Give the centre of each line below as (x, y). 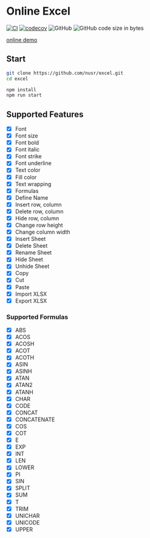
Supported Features (45, 114)
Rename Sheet (33, 253)
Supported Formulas (37, 316)
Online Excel (39, 11)
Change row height (39, 225)
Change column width (43, 232)
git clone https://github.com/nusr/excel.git (65, 73)
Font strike (28, 156)
